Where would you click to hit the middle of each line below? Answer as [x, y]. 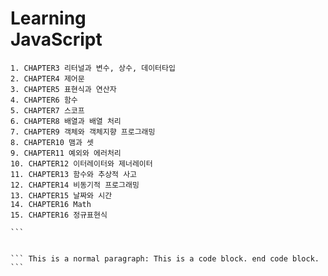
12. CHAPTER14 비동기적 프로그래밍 [75, 185]
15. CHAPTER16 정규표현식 [59, 215]
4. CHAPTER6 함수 [44, 100]
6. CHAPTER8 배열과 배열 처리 [66, 121]
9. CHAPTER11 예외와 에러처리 [66, 153]
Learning [48, 18]
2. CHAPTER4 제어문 [47, 78]
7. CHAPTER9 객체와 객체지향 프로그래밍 [83, 132]
